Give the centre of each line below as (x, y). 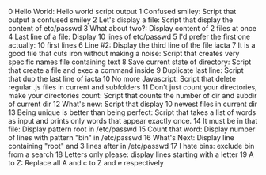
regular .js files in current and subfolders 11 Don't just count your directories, (133, 87)
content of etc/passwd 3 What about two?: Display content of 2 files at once (133, 28)
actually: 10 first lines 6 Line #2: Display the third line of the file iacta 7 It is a (132, 45)
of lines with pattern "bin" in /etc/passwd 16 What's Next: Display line (122, 137)
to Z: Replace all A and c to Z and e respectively (86, 163)
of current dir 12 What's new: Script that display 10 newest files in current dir (133, 104)
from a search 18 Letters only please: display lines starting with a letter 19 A (131, 154)
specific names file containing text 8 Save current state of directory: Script (130, 62)
